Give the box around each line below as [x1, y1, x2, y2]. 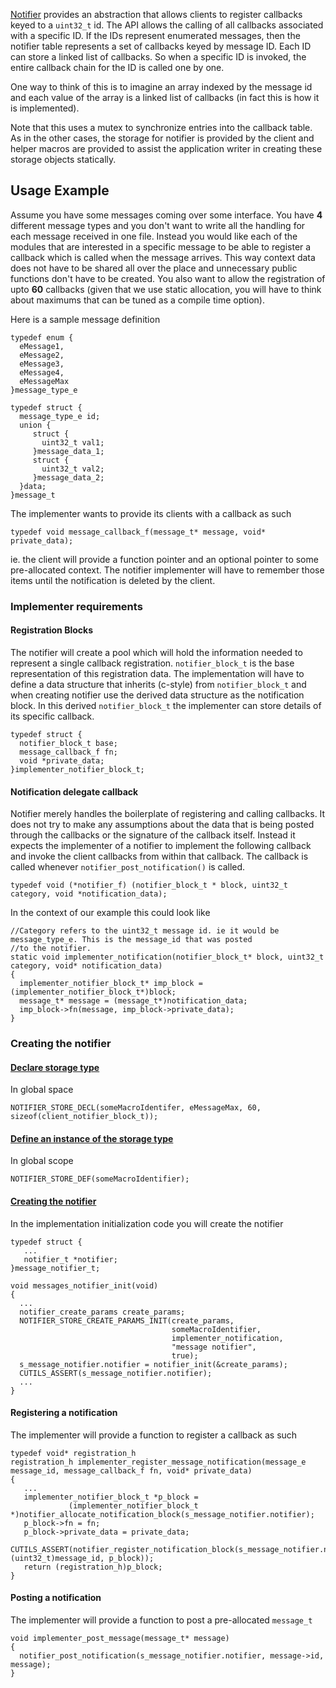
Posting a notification [10, 1592, 102, 1604]
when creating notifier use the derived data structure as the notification [10, 689, 305, 701]
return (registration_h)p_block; [23, 1562, 163, 1572]
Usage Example [10, 182, 110, 199]
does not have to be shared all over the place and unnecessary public [10, 262, 298, 274]
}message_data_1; [32, 446, 105, 456]
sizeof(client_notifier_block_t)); [10, 1112, 159, 1122]
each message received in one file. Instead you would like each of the [10, 230, 298, 242]
